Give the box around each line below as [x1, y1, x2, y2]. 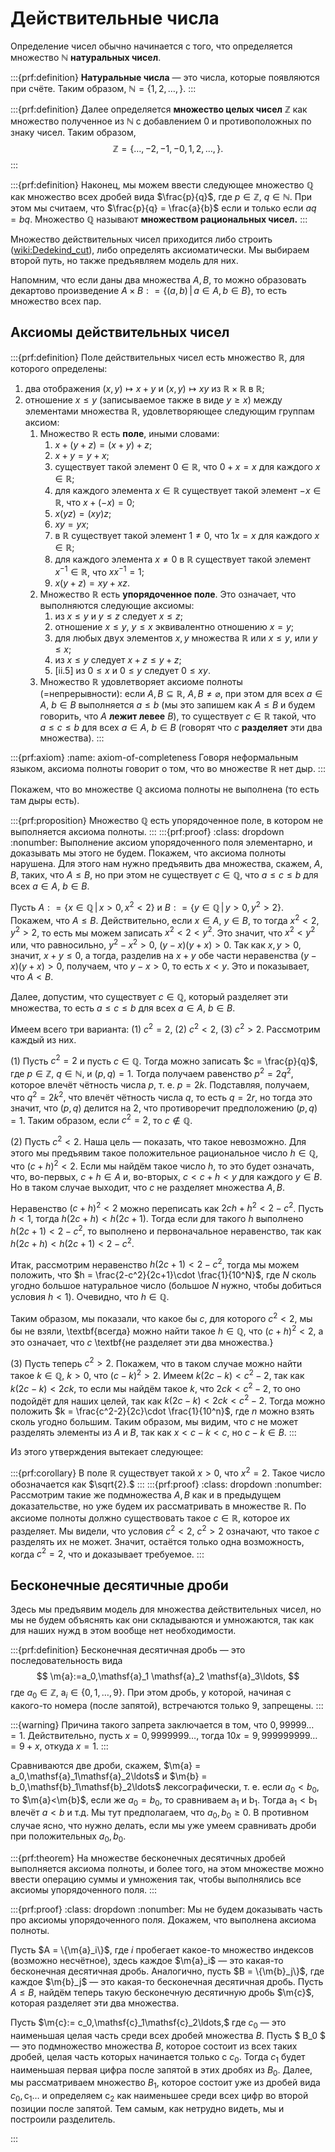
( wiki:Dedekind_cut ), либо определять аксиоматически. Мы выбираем [10, 243, 310, 256]
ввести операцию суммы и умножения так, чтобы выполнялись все [10, 1873, 302, 1885]
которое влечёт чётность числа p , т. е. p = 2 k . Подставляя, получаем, [10, 1079, 310, 1091]
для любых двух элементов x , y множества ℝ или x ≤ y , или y [54, 632, 318, 644]
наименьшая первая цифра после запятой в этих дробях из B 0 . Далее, [10, 2063, 313, 2078]
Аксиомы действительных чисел [10, 324, 230, 341]
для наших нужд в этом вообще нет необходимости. [10, 1624, 237, 1636]
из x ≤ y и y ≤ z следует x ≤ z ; [54, 610, 184, 622]
